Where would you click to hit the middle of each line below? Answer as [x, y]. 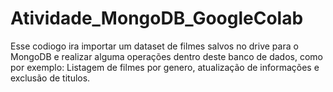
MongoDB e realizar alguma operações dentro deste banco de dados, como [166, 56]
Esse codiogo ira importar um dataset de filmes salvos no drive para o [154, 46]
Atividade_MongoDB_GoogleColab [157, 18]
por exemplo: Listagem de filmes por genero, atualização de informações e [165, 67]
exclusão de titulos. [50, 78]
